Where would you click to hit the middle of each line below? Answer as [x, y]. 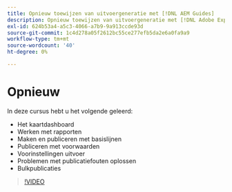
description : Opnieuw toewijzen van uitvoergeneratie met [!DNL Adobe [111, 20]
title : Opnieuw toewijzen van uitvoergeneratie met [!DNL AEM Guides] [111, 13]
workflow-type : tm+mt [38, 39]
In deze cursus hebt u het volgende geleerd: [70, 111]
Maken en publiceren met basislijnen [69, 139]
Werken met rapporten [49, 131]
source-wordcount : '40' [41, 45]
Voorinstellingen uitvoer [51, 153]
